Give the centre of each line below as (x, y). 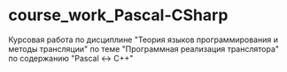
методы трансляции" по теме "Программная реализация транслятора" (144, 48)
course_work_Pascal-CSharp (118, 15)
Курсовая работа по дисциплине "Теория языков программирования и (143, 40)
